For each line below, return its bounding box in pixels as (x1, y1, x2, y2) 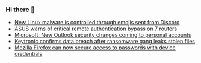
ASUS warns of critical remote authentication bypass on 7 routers (14, 25, 178, 32)
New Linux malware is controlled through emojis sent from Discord (14, 19, 180, 26)
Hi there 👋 (5, 5, 36, 14)
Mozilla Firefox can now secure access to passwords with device (14, 44, 176, 51)
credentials (14, 51, 43, 58)
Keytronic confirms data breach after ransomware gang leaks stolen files (14, 38, 195, 45)
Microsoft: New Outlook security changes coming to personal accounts (14, 31, 191, 39)
